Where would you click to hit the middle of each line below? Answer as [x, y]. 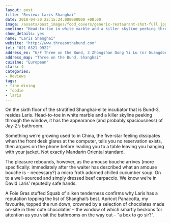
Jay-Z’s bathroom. [24, 126]
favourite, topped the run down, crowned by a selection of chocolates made [85, 204]
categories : [18, 72]
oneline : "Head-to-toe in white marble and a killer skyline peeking [81, 29]
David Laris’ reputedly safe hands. [41, 183]
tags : [11, 81]
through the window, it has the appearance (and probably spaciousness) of [84, 121]
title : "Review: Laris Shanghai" [41, 15]
